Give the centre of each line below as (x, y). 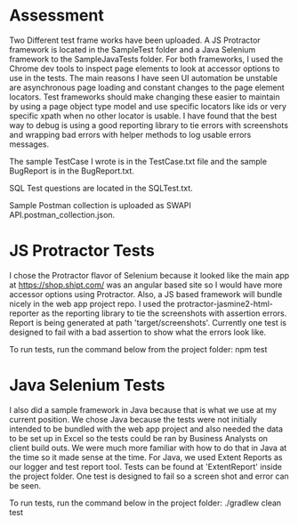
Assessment (56, 16)
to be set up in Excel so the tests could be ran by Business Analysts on (139, 438)
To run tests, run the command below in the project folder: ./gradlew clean (145, 503)
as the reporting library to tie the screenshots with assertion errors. (164, 313)
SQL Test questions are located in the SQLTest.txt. (101, 188)
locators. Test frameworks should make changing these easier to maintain (145, 97)
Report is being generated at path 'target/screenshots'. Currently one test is (148, 322)
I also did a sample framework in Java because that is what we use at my (143, 409)
